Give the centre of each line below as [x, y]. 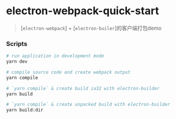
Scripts [17, 44]
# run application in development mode [55, 56]
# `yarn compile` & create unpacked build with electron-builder [88, 105]
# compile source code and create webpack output [69, 72]
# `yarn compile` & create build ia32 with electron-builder [83, 88]
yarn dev [17, 62]
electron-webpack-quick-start [83, 11]
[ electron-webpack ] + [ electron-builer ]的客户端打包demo [91, 28]
